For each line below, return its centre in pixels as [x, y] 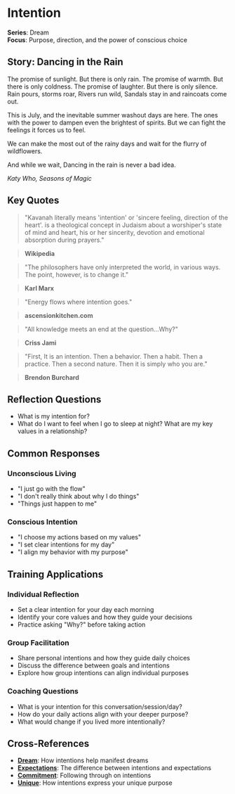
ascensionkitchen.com [59, 315]
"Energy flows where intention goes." [78, 302]
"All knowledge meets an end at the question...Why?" [101, 329]
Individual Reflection [43, 594]
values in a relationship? [52, 431]
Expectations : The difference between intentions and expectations [114, 768]
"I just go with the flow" [51, 489]
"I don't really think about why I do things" [78, 497]
